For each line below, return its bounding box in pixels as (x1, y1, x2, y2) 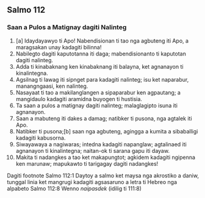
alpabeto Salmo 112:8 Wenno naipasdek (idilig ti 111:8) (7, 185, 142, 192)
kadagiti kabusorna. (15, 134, 66, 141)
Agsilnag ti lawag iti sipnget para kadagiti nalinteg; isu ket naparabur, (15, 76, 189, 83)
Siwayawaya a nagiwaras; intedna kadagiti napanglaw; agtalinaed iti (15, 140, 187, 148)
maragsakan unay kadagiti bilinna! (15, 43, 102, 51)
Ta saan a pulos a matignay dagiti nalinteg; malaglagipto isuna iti (15, 102, 178, 109)
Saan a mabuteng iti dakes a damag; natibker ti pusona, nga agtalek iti (15, 115, 192, 122)
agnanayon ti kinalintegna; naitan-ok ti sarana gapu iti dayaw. (15, 147, 170, 154)
